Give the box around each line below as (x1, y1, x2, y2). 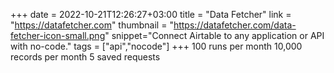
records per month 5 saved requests (10, 51, 161, 63)
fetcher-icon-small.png (10, 30, 106, 41)
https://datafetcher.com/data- (173, 19, 297, 31)
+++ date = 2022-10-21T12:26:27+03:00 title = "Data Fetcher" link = (10, 9, 292, 20)
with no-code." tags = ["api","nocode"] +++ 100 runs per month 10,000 (10, 40, 303, 52)
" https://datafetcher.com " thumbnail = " (10, 19, 174, 31)
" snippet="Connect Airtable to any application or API (104, 30, 325, 41)
